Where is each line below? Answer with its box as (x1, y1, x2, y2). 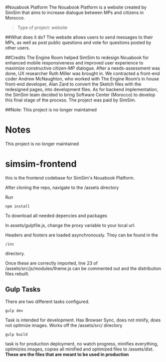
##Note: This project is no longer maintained (5, 107, 97, 112)
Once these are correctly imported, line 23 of (5, 260, 98, 266)
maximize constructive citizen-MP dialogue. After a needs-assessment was (5, 65, 161, 71)
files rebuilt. (5, 270, 30, 276)
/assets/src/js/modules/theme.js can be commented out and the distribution (5, 265, 162, 271)
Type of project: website (17, 24, 68, 30)
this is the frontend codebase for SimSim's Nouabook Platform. (5, 174, 135, 180)
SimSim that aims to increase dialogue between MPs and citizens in (5, 9, 144, 15)
